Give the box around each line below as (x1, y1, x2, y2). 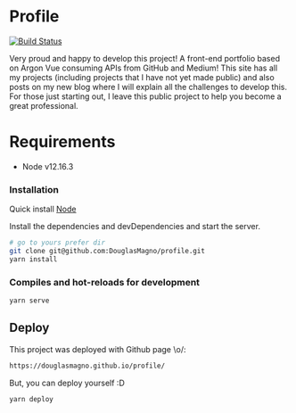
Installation (9, 183, 60, 195)
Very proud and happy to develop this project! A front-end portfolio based (9, 53, 281, 63)
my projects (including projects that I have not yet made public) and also (9, 71, 275, 82)
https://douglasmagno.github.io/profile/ (9, 361, 166, 370)
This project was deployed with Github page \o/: (9, 343, 186, 354)
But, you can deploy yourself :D (9, 377, 125, 388)
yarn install (9, 254, 58, 264)
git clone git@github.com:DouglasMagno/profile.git (9, 247, 205, 256)
